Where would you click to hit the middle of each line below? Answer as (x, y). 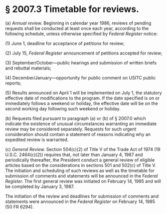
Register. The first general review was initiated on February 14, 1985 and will (83, 181)
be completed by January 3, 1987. (40, 186)
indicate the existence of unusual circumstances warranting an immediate (81, 123)
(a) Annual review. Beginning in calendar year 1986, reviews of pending (78, 23)
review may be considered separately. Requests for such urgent (71, 129)
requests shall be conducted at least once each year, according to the (77, 28)
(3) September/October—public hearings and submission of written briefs (81, 62)
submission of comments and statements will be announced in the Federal (82, 175)
